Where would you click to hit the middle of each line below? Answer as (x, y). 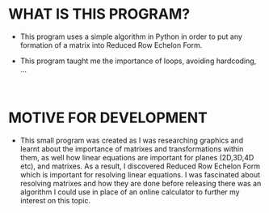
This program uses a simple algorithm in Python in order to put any (131, 36)
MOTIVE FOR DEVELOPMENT (108, 118)
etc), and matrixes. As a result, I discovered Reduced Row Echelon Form (140, 166)
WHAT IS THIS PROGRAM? (99, 14)
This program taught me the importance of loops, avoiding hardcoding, (138, 61)
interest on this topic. (55, 200)
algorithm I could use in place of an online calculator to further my (130, 192)
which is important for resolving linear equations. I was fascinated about (140, 174)
